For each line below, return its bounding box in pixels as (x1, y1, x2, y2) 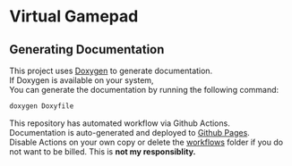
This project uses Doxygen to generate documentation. (9, 65, 213, 76)
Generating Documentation (9, 42, 165, 57)
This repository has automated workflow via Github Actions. (9, 118, 230, 129)
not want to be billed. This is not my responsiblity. (9, 145, 196, 157)
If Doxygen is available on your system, (9, 75, 154, 86)
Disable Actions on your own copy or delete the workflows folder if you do (9, 137, 284, 147)
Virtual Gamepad (9, 6, 139, 27)
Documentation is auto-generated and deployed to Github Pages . (9, 127, 251, 137)
